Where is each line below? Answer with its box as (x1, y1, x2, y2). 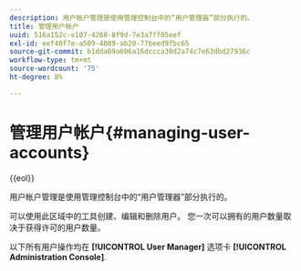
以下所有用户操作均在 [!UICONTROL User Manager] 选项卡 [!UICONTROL (9, 241, 287, 252)
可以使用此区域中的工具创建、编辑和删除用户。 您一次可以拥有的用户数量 (9, 210, 284, 221)
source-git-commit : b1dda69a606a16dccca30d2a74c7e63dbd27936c (9, 47, 251, 56)
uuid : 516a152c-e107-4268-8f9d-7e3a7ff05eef (9, 30, 182, 39)
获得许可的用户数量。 (25, 222, 106, 233)
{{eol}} (9, 172, 35, 183)
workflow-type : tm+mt (9, 55, 92, 65)
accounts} (9, 142, 90, 163)
